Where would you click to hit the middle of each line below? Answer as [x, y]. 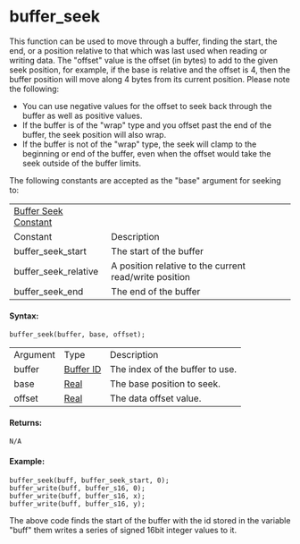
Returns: [26, 422]
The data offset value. [156, 398]
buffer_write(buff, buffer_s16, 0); [77, 488]
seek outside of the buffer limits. [82, 163]
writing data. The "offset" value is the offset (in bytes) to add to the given [144, 60]
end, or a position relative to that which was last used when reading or [138, 50]
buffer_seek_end [49, 291]
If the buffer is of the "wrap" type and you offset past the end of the [147, 125]
